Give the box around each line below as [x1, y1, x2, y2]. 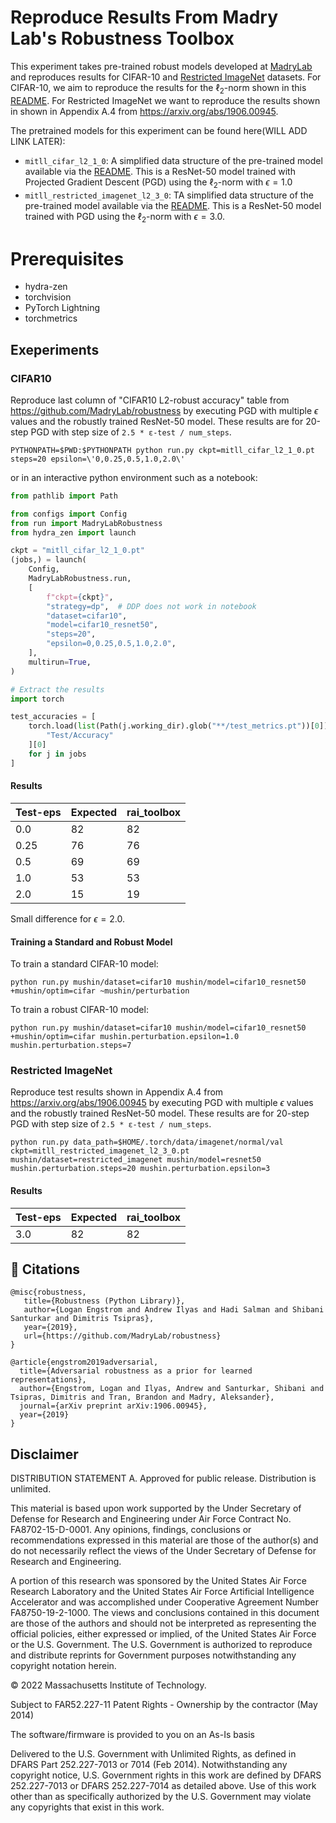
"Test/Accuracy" [46, 731, 114, 741]
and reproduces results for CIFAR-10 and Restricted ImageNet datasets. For [10, 71, 322, 83]
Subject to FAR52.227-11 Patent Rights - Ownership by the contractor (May [10, 1699, 318, 1711]
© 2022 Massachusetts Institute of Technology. [10, 1679, 207, 1691]
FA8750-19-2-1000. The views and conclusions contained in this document [10, 1607, 320, 1619]
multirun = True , [28, 657, 92, 667]
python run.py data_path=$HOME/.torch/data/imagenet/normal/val [10, 1137, 284, 1148]
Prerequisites [10, 247, 125, 270]
